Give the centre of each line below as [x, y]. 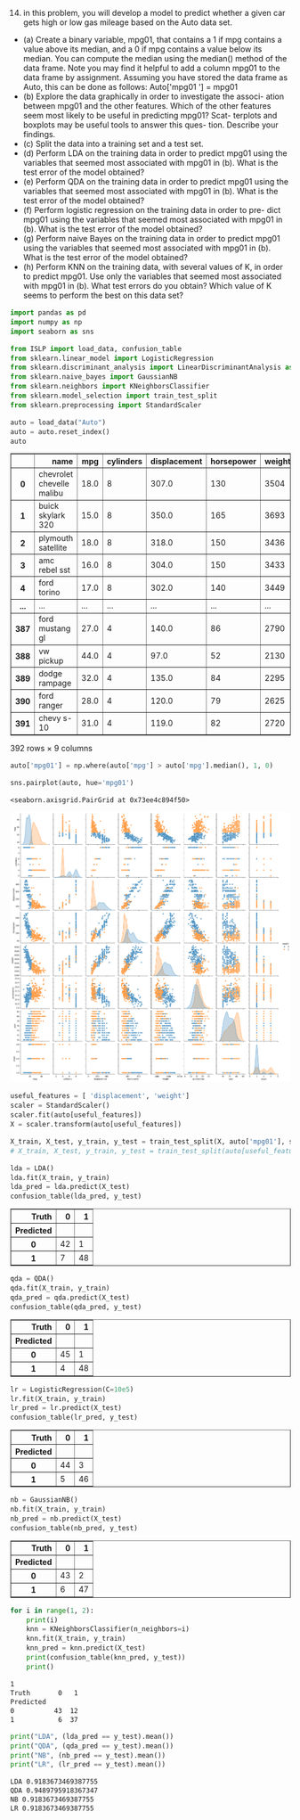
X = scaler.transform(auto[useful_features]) [96, 1125]
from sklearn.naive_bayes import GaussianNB [94, 377]
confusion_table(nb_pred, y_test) [74, 1528]
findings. [39, 134]
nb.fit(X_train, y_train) [58, 1510]
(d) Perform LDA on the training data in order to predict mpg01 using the [155, 153]
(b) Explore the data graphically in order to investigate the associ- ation [153, 96]
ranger [51, 705]
